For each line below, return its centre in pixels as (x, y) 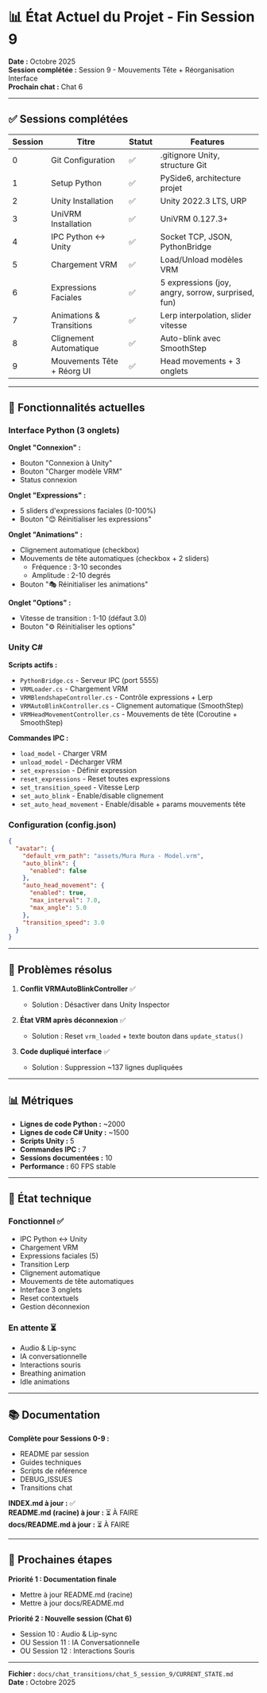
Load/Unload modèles (201, 259)
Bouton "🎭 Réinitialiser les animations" (84, 584)
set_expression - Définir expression (78, 770)
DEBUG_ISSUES (46, 1479)
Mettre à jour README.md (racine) (76, 1594)
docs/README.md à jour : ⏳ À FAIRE (69, 1524)
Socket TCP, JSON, (196, 236)
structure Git (184, 165)
